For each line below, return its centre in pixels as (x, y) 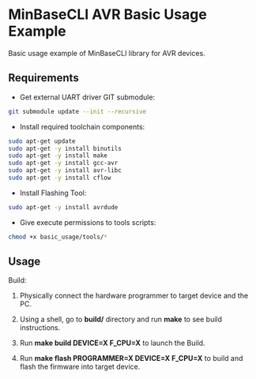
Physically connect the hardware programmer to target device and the (134, 296)
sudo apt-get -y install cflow (60, 178)
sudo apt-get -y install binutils (65, 148)
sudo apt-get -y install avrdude (63, 207)
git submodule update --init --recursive (77, 111)
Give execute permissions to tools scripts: (88, 222)
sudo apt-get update (42, 141)
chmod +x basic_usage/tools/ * (58, 237)
